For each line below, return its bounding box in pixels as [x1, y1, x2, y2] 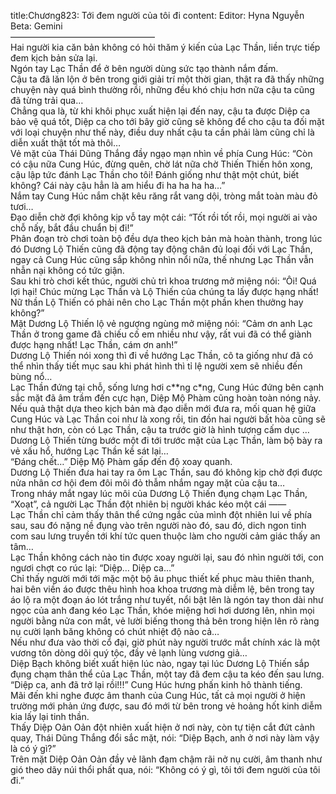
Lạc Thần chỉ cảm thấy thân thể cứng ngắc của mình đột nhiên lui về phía [10, 509, 313, 520]
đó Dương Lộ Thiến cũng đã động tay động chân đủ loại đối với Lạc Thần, [10, 243, 313, 255]
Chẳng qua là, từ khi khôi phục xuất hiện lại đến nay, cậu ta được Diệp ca [10, 105, 311, 117]
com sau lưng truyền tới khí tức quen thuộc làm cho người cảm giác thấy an [10, 530, 321, 542]
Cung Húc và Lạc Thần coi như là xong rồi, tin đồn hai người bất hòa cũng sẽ [10, 413, 326, 425]
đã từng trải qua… [10, 95, 84, 106]
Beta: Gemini [10, 20, 63, 32]
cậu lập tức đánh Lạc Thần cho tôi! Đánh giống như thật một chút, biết [10, 169, 300, 180]
